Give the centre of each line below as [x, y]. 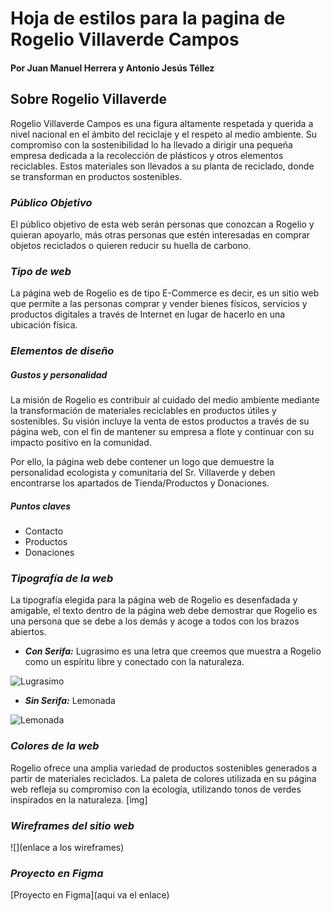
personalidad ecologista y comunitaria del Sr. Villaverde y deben [143, 473]
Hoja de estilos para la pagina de [148, 18]
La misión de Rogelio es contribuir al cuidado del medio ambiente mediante [165, 400]
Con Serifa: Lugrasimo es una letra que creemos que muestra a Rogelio [173, 651]
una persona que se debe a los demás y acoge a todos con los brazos [155, 621]
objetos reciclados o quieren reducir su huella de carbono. [131, 245]
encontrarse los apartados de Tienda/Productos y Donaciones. [140, 483]
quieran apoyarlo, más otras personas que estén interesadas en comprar [160, 234]
